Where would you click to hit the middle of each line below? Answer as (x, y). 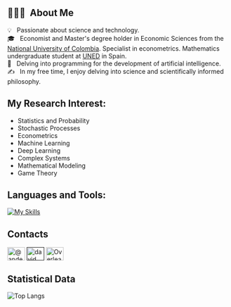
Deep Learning (39, 150)
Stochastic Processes (49, 128)
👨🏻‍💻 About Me (40, 13)
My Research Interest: (57, 104)
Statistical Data (41, 279)
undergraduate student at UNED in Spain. (67, 56)
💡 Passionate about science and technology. (73, 30)
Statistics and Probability (53, 120)
